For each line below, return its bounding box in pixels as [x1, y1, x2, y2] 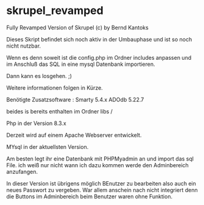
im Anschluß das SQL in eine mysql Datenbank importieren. [6, 60, 155, 68]
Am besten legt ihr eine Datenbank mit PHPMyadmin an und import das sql [6, 155, 194, 162]
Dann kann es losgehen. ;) [6, 72, 72, 79]
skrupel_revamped [6, 4, 104, 18]
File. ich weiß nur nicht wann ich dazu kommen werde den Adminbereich [6, 161, 189, 168]
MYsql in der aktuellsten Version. [6, 143, 89, 150]
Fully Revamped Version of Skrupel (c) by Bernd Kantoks [6, 24, 149, 31]
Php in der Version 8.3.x [6, 120, 67, 127]
